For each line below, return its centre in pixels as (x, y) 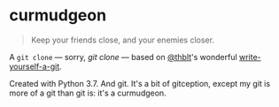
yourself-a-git (35, 66)
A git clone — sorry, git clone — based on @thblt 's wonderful (123, 57)
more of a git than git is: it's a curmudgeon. (88, 93)
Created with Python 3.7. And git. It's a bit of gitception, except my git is (140, 83)
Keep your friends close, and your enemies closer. (123, 40)
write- (250, 57)
